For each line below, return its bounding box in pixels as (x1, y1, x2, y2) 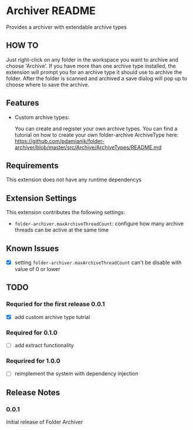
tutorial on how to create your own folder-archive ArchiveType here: (14, 131, 179, 138)
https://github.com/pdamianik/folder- (14, 137, 105, 144)
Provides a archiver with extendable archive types (6, 23, 127, 31)
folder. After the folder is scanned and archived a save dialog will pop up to (6, 75, 188, 82)
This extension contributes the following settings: (6, 209, 125, 216)
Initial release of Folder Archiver (6, 418, 83, 426)
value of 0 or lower (14, 266, 60, 273)
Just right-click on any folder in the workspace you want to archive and (6, 56, 179, 63)
